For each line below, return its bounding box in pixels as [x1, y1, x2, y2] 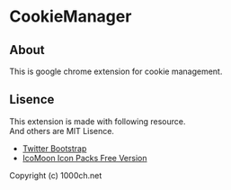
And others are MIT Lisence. [9, 125, 115, 136]
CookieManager [9, 6, 132, 27]
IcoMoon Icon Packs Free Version [22, 152, 147, 163]
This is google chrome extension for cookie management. [9, 66, 223, 77]
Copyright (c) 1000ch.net [9, 169, 102, 181]
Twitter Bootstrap [22, 142, 87, 154]
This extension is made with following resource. [9, 115, 186, 127]
